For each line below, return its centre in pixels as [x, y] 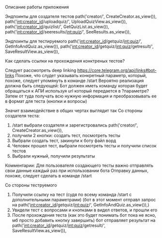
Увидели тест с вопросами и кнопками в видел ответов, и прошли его [85, 210]
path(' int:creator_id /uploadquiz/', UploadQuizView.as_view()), [66, 22]
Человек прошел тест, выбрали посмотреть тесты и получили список [84, 146]
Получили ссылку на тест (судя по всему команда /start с [72, 194]
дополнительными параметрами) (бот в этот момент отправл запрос [84, 200]
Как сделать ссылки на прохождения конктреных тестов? [65, 61]
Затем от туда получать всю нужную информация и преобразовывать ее [81, 96]
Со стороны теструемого [31, 185]
